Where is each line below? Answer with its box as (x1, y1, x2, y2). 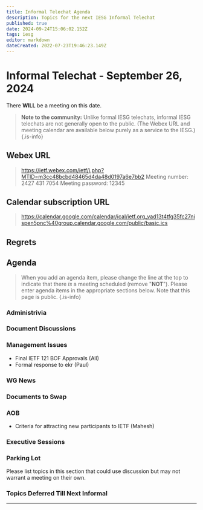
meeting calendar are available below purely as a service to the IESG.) (21, 126, 196, 133)
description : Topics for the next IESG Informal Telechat (6, 15, 155, 21)
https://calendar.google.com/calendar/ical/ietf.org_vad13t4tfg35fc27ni (21, 213, 195, 220)
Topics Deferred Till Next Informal (6, 489, 108, 498)
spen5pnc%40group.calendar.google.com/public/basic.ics (21, 220, 168, 227)
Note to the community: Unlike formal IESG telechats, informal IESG (21, 113, 192, 121)
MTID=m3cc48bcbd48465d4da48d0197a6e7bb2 (21, 173, 145, 180)
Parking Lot (6, 454, 41, 462)
